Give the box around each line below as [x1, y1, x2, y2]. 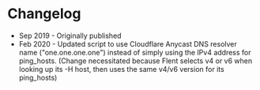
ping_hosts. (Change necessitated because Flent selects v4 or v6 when [18, 56, 253, 66]
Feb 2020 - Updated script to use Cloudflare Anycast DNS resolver [18, 39, 238, 48]
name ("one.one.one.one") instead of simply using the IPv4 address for [18, 47, 251, 57]
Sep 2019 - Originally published [18, 31, 122, 40]
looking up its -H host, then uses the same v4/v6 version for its [18, 64, 224, 73]
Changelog [7, 5, 81, 23]
